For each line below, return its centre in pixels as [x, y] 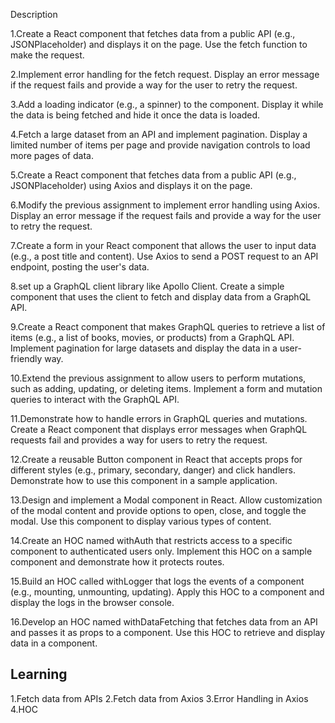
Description [34, 14]
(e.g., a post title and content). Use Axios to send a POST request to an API [164, 256]
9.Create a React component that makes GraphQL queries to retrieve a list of [168, 327]
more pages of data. [52, 155]
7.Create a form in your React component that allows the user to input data [163, 245]
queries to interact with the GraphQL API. [95, 399]
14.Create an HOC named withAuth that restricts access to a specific [151, 540]
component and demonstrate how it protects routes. [117, 562]
